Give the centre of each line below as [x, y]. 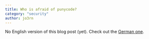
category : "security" [27, 14]
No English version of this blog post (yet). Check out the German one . [75, 32]
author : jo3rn [19, 18]
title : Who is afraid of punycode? [41, 9]
